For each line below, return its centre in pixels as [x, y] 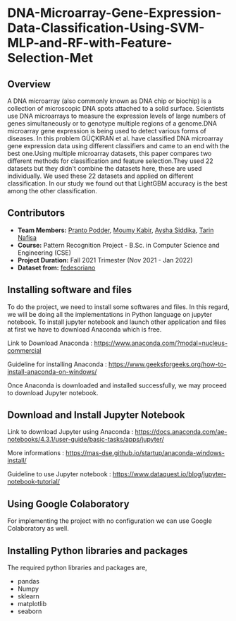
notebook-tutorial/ [33, 482]
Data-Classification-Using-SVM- [106, 28]
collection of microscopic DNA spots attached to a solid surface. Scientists [116, 108]
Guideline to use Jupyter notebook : [59, 474]
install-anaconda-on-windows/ [52, 371]
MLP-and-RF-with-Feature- [90, 43]
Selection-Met [50, 58]
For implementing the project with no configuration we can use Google [110, 521]
